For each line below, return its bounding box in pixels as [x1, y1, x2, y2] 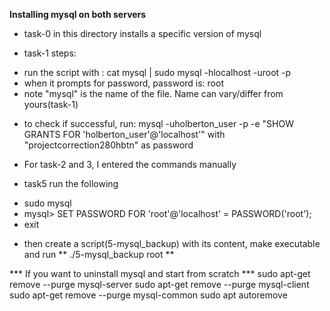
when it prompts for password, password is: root [23, 77, 224, 89]
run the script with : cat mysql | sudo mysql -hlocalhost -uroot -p [23, 67, 292, 78]
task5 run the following [23, 178, 119, 189]
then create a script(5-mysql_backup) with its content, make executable [23, 238, 321, 249]
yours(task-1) [23, 99, 79, 110]
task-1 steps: [23, 47, 77, 59]
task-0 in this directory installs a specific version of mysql [23, 28, 262, 39]
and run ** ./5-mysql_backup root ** [23, 249, 175, 260]
